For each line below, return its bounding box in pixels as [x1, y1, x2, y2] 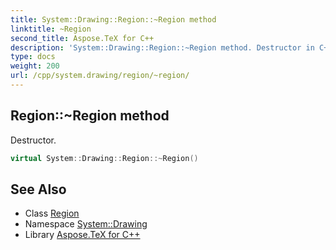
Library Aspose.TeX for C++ [24, 229, 141, 241]
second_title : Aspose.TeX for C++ [10, 33, 155, 43]
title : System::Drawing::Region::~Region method [10, 14, 217, 25]
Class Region [24, 207, 80, 220]
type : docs [10, 52, 56, 62]
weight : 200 [10, 61, 60, 71]
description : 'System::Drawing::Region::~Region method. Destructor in [10, 42, 315, 53]
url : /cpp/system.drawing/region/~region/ [10, 71, 190, 81]
